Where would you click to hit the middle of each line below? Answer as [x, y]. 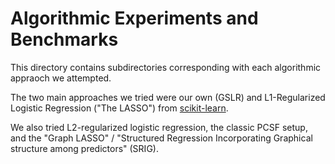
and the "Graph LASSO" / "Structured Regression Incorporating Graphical [161, 138]
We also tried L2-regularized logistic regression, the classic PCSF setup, [159, 127]
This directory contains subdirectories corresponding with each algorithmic [166, 67]
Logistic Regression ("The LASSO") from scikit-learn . [119, 108]
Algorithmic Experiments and [134, 18]
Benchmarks [64, 39]
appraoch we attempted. [61, 78]
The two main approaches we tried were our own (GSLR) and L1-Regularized [168, 97]
